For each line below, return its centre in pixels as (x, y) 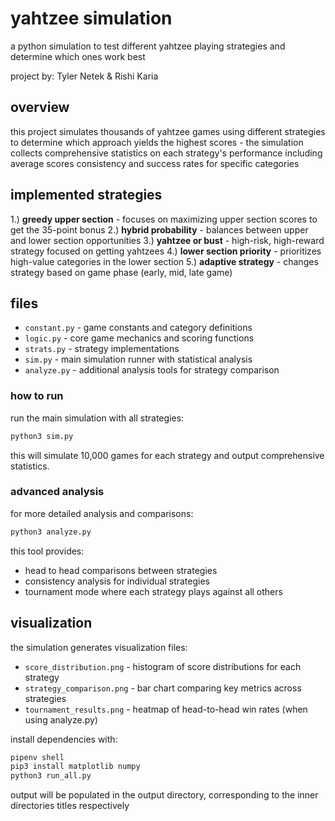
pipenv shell (37, 757)
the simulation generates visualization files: (99, 647)
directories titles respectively (70, 806)
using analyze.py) (61, 719)
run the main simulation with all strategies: (97, 418)
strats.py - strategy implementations (102, 349)
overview (40, 107)
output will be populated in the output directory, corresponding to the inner (164, 795)
